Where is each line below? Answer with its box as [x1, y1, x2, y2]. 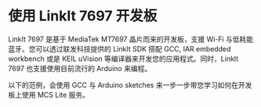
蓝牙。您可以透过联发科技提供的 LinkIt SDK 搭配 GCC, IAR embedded [8, 44, 231, 53]
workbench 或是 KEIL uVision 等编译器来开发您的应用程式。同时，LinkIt [8, 54, 239, 63]
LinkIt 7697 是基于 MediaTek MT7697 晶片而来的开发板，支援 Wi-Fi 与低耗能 [8, 34, 254, 44]
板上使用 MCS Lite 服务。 [8, 90, 90, 99]
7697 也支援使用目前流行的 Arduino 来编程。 [8, 63, 152, 73]
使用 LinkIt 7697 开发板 [8, 7, 158, 25]
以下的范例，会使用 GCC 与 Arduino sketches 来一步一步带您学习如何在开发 [8, 80, 252, 90]
